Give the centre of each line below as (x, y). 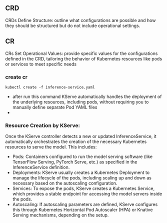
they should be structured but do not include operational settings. (73, 25)
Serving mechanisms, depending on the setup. (60, 215)
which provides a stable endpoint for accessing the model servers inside (87, 194)
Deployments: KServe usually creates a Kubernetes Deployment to (81, 172)
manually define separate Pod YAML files (55, 107)
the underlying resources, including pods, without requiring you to (80, 101)
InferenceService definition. (41, 167)
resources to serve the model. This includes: (51, 147)
